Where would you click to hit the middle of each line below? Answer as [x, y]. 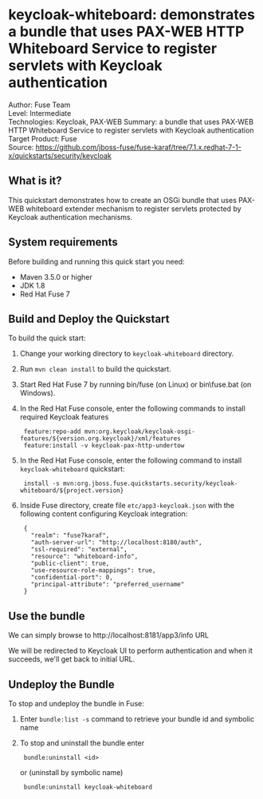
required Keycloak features [64, 417]
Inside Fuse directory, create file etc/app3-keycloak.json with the [127, 506]
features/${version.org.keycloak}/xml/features [100, 439]
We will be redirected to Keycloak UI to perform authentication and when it [131, 651]
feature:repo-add [52, 432]
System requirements [63, 242]
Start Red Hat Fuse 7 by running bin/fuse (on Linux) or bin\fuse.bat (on [135, 384]
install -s [41, 484]
